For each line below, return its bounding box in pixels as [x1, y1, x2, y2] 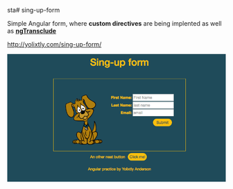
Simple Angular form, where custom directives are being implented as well [7, 19, 222, 27]
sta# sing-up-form [7, 6, 60, 14]
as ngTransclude [7, 27, 57, 35]
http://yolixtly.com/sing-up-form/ [7, 40, 102, 48]
